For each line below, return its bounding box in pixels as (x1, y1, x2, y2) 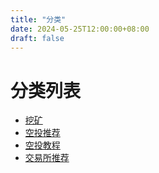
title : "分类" (10, 14, 67, 25)
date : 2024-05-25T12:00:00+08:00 (10, 24, 150, 34)
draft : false (10, 33, 65, 43)
